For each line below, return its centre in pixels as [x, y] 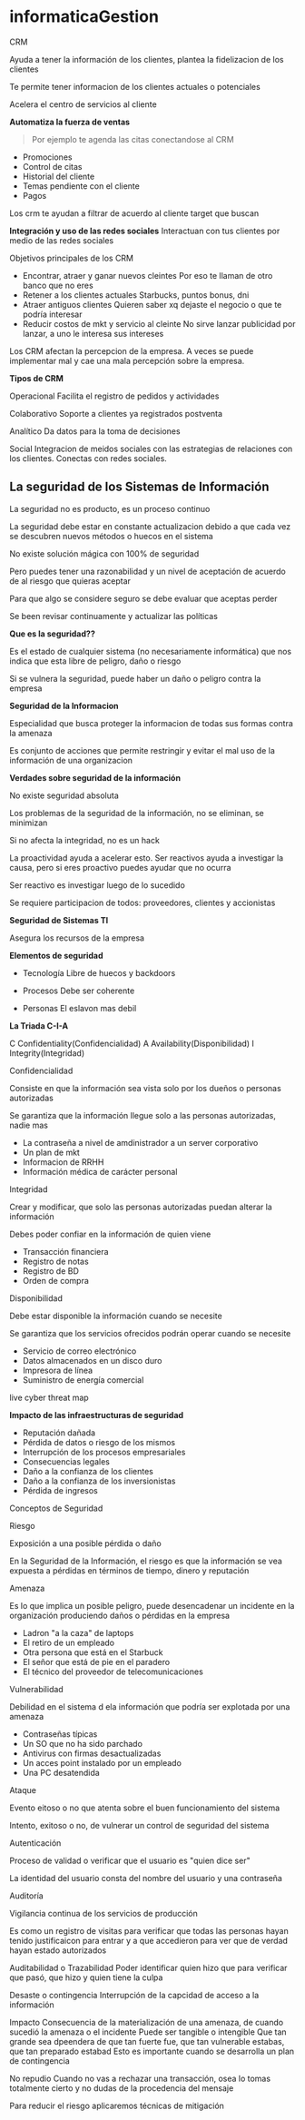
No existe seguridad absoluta [64, 795]
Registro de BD [51, 1271]
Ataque [23, 1790]
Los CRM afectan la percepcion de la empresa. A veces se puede [132, 350]
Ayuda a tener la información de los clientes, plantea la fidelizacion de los [147, 59]
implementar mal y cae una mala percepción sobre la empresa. [127, 360]
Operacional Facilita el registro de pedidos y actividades [114, 396]
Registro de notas [55, 1261]
